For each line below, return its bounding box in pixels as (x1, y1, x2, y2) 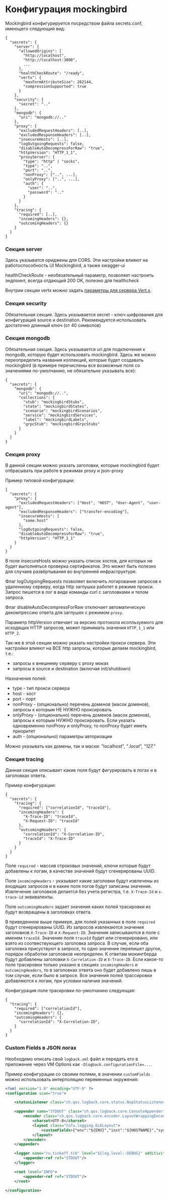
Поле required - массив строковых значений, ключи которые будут (5, 863, 151, 869)
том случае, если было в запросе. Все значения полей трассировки (5, 973, 152, 979)
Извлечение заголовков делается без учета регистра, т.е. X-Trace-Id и (5, 889, 157, 895)
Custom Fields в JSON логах (5, 1044, 77, 1051)
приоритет (12, 728, 36, 734)
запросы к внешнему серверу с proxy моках (12, 660, 109, 666)
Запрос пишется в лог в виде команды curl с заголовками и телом (5, 589, 148, 595)
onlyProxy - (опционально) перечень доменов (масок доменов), (12, 712, 151, 718)
